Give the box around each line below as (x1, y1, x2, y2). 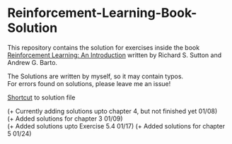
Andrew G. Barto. (7, 58, 58, 66)
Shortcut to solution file (7, 93, 76, 102)
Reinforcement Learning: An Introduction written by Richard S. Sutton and (7, 51, 221, 59)
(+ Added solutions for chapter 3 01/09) (7, 114, 123, 123)
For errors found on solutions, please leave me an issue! (7, 79, 171, 88)
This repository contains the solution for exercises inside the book (7, 43, 200, 52)
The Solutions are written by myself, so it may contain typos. (7, 72, 184, 80)
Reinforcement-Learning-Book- (7, 5, 197, 21)
